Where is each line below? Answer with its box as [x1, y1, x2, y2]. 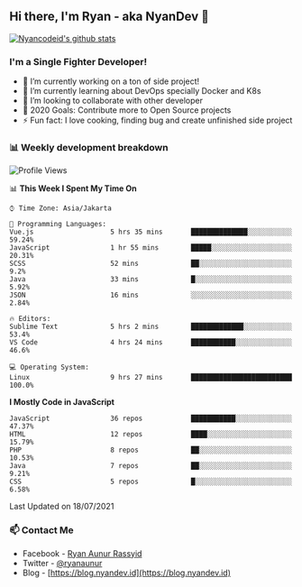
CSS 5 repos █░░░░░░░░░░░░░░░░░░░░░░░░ [9, 477, 293, 487]
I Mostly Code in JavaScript [9, 397, 115, 408]
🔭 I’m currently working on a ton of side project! [22, 76, 200, 87]
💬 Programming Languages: [9, 220, 106, 229]
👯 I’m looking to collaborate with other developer [22, 96, 204, 106]
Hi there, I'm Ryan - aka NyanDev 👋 [9, 9, 210, 24]
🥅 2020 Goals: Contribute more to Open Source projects [22, 105, 232, 115]
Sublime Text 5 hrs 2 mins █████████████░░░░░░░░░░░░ [9, 322, 293, 332]
